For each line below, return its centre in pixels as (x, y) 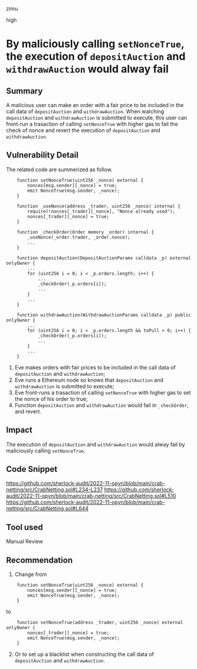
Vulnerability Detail (42, 155)
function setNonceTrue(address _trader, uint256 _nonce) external (100, 623)
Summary (24, 91)
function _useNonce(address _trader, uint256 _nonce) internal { (99, 206)
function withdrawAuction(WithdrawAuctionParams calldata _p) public (104, 315)
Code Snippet (32, 469)
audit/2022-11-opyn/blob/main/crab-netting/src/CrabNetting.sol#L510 (91, 496)
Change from (31, 574)
